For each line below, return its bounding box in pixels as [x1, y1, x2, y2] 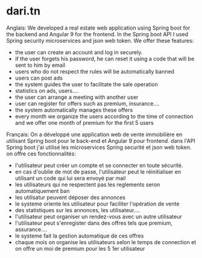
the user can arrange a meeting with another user [14, 93, 139, 101]
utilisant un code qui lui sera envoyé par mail [14, 174, 126, 181]
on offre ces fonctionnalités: [6, 149, 77, 157]
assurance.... [14, 225, 48, 233]
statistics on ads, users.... [14, 87, 79, 94]
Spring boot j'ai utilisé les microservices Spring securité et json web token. [6, 143, 192, 151]
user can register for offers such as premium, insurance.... [14, 99, 160, 107]
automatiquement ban [14, 187, 70, 194]
